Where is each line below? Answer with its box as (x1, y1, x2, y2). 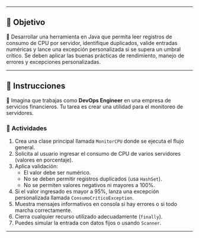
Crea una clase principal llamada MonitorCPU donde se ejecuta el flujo (14, 137, 184, 144)
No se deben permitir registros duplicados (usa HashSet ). (23, 175, 162, 182)
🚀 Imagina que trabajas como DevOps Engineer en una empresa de (6, 97, 171, 104)
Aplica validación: (14, 162, 58, 169)
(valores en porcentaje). (14, 156, 73, 163)
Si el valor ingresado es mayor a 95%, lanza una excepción (14, 188, 159, 195)
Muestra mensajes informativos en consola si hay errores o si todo (14, 200, 178, 207)
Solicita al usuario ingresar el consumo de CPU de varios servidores (14, 150, 181, 157)
